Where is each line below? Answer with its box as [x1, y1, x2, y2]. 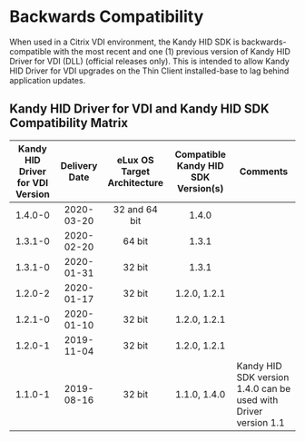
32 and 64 [113, 202, 159, 215]
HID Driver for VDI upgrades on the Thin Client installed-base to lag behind [9, 65, 290, 76]
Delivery [60, 159, 98, 171]
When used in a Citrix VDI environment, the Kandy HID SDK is [9, 36, 241, 47]
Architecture [107, 176, 163, 189]
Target [121, 165, 151, 178]
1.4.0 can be [236, 382, 291, 395]
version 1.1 [236, 416, 285, 428]
